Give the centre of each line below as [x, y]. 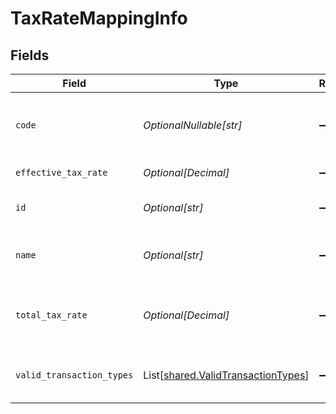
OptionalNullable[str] [193, 125]
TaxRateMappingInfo [99, 18]
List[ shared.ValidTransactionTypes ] [226, 375]
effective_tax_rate [61, 172]
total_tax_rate [51, 315]
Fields [30, 55]
